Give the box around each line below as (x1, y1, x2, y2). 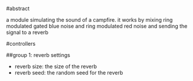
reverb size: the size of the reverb (14, 63, 97, 70)
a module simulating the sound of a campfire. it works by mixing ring (6, 16, 173, 23)
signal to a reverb (6, 29, 49, 36)
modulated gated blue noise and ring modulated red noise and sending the (6, 23, 188, 29)
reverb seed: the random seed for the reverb (14, 69, 123, 76)
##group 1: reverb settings (6, 52, 71, 58)
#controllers (6, 41, 36, 47)
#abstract (6, 5, 30, 12)
